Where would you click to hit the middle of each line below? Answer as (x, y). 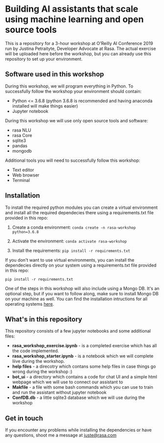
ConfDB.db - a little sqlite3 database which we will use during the (79, 398)
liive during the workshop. (38, 361)
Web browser (26, 175)
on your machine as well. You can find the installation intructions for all (76, 299)
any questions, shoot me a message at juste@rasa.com (61, 435)
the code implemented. (35, 351)
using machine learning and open (74, 19)
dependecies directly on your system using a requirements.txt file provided (81, 265)
